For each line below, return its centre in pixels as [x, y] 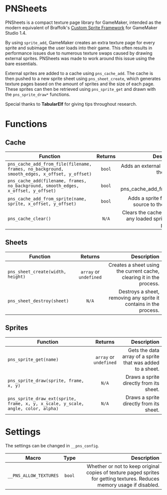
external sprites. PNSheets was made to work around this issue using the [80, 58]
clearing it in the [140, 277]
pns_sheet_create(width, [37, 272]
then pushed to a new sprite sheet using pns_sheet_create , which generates [83, 78]
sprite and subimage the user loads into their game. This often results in [79, 48]
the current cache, [138, 271]
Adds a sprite [143, 198]
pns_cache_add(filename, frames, [47, 181]
